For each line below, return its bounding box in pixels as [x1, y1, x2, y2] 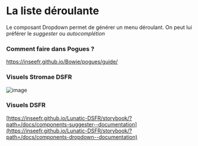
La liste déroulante [6, 4, 100, 18]
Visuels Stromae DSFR [6, 73, 72, 81]
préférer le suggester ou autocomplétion [6, 30, 106, 37]
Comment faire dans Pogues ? [6, 44, 95, 53]
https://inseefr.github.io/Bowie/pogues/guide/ [6, 58, 118, 66]
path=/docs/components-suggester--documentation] [6, 121, 138, 128]
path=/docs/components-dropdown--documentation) [6, 133, 138, 140]
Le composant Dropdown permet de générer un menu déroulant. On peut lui [6, 24, 193, 31]
